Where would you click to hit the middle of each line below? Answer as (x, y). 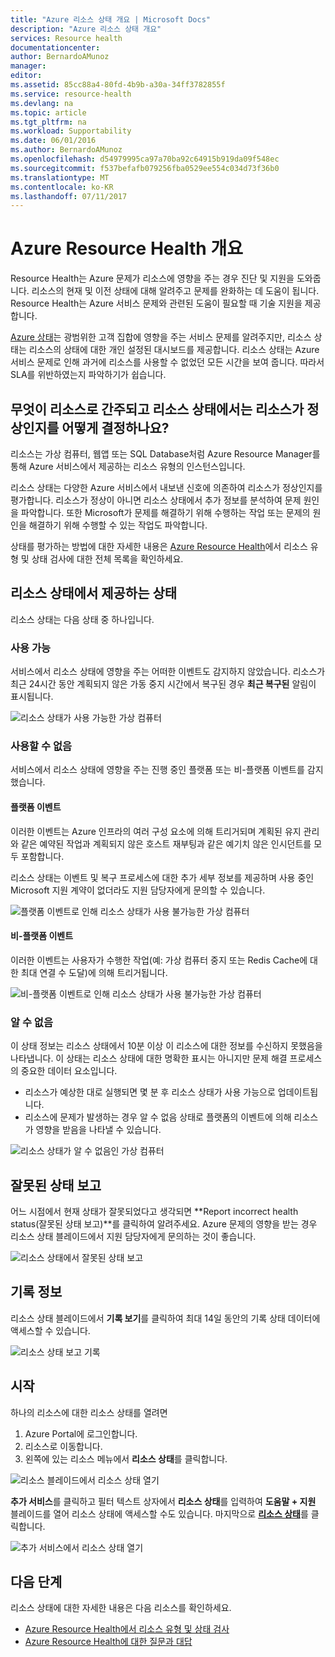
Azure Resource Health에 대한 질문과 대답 (108, 1642)
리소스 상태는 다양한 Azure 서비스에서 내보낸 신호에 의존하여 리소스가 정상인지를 (166, 487)
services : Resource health (66, 38)
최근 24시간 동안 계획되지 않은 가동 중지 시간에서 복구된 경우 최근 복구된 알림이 (163, 684)
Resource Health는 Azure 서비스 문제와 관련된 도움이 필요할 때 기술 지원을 (156, 303)
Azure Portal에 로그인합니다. (81, 1433)
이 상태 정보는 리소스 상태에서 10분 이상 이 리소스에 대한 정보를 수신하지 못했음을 (166, 1046)
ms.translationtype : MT (60, 177)
